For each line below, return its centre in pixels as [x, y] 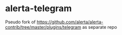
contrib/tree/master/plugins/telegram [43, 27]
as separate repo [99, 27]
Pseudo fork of [20, 22]
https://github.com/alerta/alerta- [70, 22]
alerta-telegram [39, 9]
